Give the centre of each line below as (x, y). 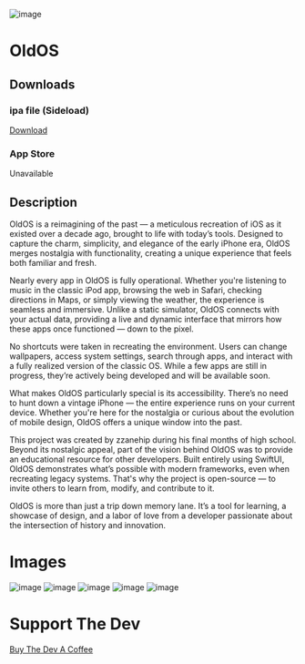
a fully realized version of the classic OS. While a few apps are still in (138, 365)
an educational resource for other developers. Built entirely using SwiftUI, (147, 459)
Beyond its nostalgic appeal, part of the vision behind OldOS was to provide (151, 449)
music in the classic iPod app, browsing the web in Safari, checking (136, 290)
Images (38, 562)
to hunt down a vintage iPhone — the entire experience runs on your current (152, 403)
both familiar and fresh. (53, 262)
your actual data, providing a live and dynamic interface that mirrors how (146, 319)
